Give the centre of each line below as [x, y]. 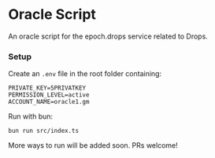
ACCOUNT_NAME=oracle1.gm [49, 102]
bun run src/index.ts [44, 131]
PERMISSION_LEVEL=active [49, 95]
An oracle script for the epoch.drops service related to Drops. [108, 36]
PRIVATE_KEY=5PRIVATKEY [47, 88]
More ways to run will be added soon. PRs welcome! [93, 145]
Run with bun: [31, 116]
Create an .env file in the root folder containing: [85, 74]
